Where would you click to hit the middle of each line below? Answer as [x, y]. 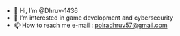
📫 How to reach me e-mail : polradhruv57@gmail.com [90, 25]
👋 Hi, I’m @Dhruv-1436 [46, 11]
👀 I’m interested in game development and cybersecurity [93, 18]
